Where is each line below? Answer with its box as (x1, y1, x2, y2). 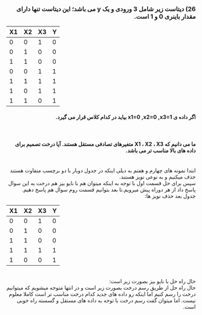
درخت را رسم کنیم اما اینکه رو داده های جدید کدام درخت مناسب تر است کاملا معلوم (8, 290, 196, 298)
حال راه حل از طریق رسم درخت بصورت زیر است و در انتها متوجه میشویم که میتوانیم (6, 284, 196, 291)
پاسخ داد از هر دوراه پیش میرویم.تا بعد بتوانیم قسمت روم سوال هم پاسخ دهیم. (22, 186, 196, 193)
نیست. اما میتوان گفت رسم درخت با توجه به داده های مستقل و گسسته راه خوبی (17, 296, 196, 304)
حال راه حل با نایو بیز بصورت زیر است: (109, 277, 196, 284)
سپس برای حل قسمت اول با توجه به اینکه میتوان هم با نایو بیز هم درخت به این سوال (8, 179, 196, 186)
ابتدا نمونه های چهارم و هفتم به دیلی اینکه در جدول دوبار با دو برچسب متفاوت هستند (10, 167, 196, 174)
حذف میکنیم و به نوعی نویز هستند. (119, 173, 196, 180)
